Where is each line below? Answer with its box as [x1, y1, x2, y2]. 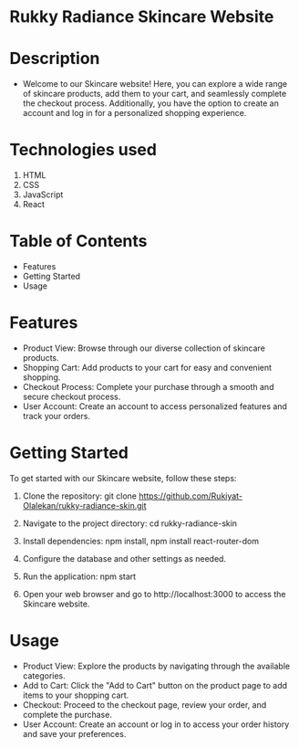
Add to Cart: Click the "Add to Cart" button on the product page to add [22, 680, 288, 690]
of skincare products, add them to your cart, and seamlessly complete [22, 89, 287, 100]
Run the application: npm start [22, 571, 137, 582]
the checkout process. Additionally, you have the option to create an [22, 98, 280, 109]
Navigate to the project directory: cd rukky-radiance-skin [22, 518, 238, 529]
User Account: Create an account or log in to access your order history [22, 719, 290, 730]
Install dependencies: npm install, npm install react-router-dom [22, 535, 260, 546]
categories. [22, 669, 66, 681]
